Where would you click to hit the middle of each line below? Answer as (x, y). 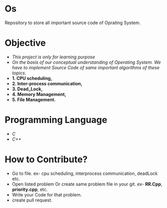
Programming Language (56, 120)
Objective (25, 43)
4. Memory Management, (39, 94)
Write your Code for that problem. (47, 194)
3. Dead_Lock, (27, 89)
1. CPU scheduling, (32, 78)
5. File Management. (34, 99)
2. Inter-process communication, (47, 83)
